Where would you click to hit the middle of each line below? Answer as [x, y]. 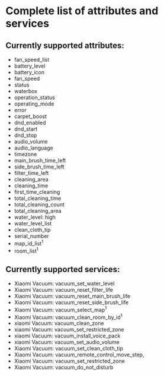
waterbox [26, 91]
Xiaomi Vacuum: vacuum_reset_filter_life [63, 290]
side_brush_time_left [39, 167]
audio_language [34, 148]
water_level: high [35, 217]
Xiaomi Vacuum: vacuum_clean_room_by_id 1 [68, 317]
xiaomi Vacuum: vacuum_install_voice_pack [67, 336]
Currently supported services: [63, 269]
